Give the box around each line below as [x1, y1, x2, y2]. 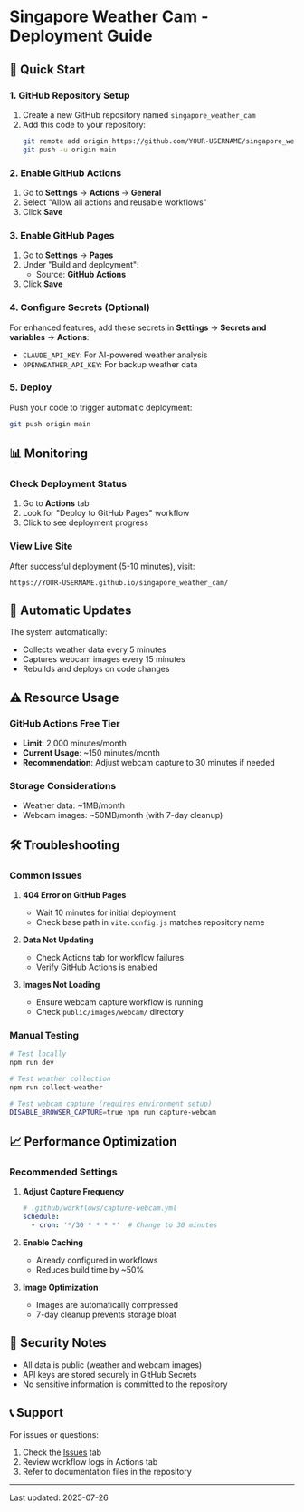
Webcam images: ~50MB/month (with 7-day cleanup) [22, 810, 223, 821]
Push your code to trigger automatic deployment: [9, 402, 193, 413]
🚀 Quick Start [9, 62, 86, 77]
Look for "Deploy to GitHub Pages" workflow [22, 508, 190, 519]
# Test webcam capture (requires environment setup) [9, 1099, 213, 1108]
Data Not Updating [22, 934, 94, 945]
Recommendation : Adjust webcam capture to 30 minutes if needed [22, 757, 276, 768]
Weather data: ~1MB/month [22, 800, 125, 811]
